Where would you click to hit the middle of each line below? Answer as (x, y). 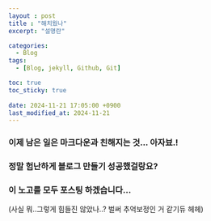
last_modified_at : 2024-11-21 (59, 113)
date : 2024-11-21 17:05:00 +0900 (65, 105)
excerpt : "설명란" (37, 31)
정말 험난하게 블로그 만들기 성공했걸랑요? (83, 167)
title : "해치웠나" (38, 23)
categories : (28, 45)
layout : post (32, 16)
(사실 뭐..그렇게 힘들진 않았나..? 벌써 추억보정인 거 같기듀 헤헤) (106, 209)
